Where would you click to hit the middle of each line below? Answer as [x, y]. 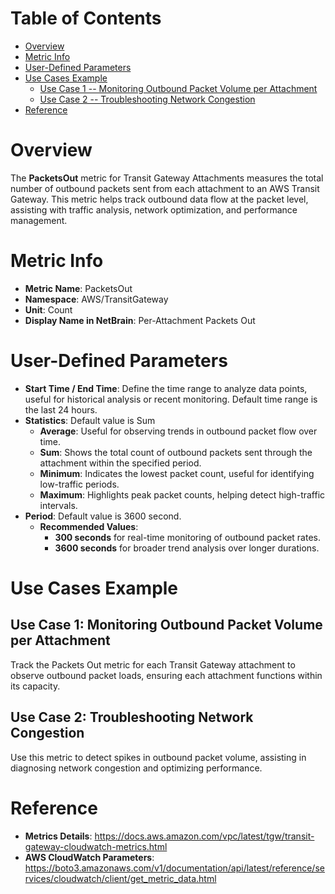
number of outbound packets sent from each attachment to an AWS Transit [165, 188]
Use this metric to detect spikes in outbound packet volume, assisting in [158, 757]
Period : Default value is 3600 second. [103, 516]
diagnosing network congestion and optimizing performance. [136, 768]
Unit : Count [48, 309]
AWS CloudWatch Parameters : [89, 857]
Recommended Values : [89, 526]
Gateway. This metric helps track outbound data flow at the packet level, [159, 199]
